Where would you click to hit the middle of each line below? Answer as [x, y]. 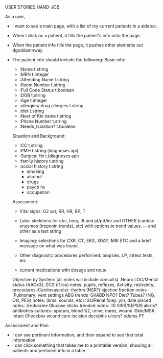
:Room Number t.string [42, 85]
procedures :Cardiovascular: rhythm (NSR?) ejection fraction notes [79, 290]
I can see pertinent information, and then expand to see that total [78, 335]
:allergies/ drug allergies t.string [52, 106]
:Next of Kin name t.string [45, 116]
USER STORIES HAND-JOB [32, 7]
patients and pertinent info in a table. [49, 350]
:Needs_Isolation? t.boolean [47, 126]
